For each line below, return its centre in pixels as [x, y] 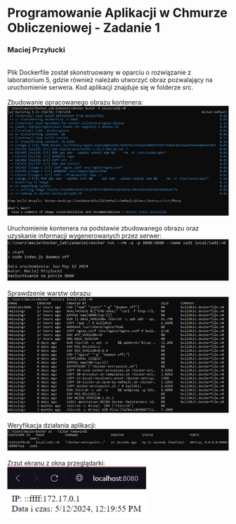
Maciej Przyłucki [36, 50]
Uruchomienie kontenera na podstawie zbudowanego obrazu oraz [103, 228]
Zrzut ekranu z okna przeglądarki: [56, 463]
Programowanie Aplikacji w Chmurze [118, 13]
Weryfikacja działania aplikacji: [52, 425]
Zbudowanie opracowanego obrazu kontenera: [75, 103]
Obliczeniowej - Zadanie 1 [84, 28]
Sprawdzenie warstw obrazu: [50, 294]
